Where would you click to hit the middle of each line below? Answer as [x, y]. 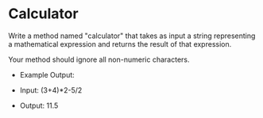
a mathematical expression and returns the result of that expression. [120, 44]
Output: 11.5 [39, 105]
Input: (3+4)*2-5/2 [51, 90]
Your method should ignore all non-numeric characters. [99, 59]
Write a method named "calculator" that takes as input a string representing [132, 36]
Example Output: [47, 74]
